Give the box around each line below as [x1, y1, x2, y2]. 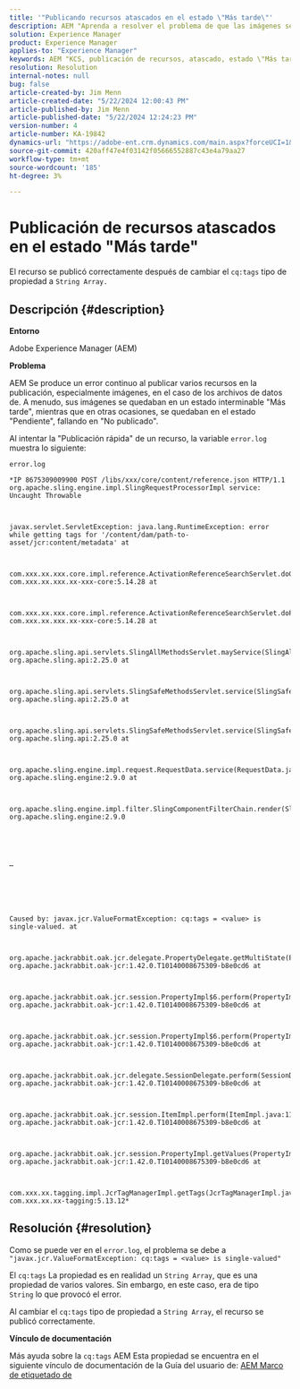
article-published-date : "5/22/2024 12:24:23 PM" [9, 113, 198, 122]
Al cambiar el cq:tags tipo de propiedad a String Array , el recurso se [9, 1306, 264, 1316]
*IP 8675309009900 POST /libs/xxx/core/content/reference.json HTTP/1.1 [9, 476, 286, 484]
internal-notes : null [9, 72, 90, 81]
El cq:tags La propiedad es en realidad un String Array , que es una [9, 1269, 258, 1281]
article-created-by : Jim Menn [9, 88, 122, 97]
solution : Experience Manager [9, 30, 122, 39]
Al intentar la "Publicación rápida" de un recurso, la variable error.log [9, 433, 268, 443]
